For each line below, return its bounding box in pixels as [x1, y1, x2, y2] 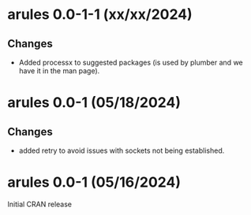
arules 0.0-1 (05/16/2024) [7, 173, 181, 191]
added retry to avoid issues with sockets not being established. [18, 146, 225, 155]
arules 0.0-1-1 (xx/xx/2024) [7, 6, 193, 24]
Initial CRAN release [7, 199, 73, 209]
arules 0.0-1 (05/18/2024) [7, 94, 182, 112]
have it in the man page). [18, 66, 100, 76]
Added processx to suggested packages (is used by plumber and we [18, 57, 243, 67]
